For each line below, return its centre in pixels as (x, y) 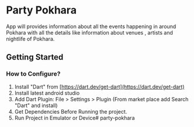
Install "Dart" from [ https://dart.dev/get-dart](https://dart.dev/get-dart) (99, 87)
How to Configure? (33, 74)
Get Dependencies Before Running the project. (71, 111)
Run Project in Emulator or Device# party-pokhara (75, 118)
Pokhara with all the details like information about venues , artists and (90, 32)
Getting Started (35, 57)
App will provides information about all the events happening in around (91, 26)
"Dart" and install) (36, 105)
